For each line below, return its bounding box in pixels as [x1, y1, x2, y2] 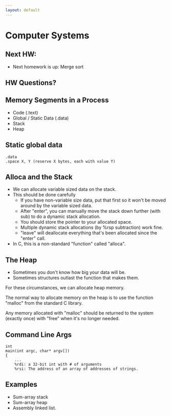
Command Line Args [5, 330, 72, 339]
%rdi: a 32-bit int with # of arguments [14, 362, 102, 367]
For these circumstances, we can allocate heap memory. [5, 285, 125, 291]
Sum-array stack [12, 393, 49, 400]
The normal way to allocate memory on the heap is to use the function [5, 294, 154, 301]
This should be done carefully [12, 192, 76, 198]
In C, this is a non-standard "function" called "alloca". [12, 241, 126, 247]
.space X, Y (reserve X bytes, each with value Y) [5, 159, 116, 164]
